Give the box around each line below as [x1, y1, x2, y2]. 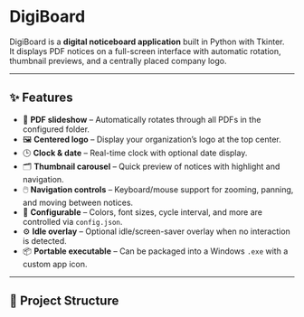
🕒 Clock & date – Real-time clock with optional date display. [22, 147, 248, 158]
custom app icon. [22, 258, 88, 269]
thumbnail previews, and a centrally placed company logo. [9, 55, 227, 66]
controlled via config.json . [22, 216, 123, 227]
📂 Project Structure [9, 294, 119, 309]
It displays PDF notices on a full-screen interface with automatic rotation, [9, 45, 282, 56]
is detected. [22, 235, 68, 246]
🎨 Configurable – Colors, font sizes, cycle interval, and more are [22, 206, 263, 218]
